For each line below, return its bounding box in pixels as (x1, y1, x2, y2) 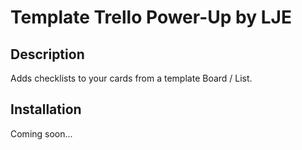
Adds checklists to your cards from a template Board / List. (10, 72, 253, 84)
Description (10, 46, 85, 63)
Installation (10, 101, 82, 118)
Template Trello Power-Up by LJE (10, 6, 292, 29)
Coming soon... (10, 127, 73, 140)
